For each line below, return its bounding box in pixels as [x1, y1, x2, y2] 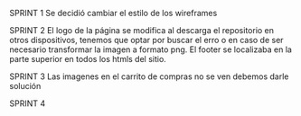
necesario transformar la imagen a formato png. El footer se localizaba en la [9, 44, 292, 55]
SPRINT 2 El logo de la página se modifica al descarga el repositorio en [9, 25, 274, 35]
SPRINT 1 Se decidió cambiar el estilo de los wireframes [9, 8, 218, 18]
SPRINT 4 [9, 98, 46, 109]
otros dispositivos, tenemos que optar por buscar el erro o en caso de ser [9, 35, 284, 45]
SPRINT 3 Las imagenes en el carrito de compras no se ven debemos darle [9, 71, 289, 82]
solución [9, 81, 42, 91]
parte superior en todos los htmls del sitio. [9, 54, 167, 64]
